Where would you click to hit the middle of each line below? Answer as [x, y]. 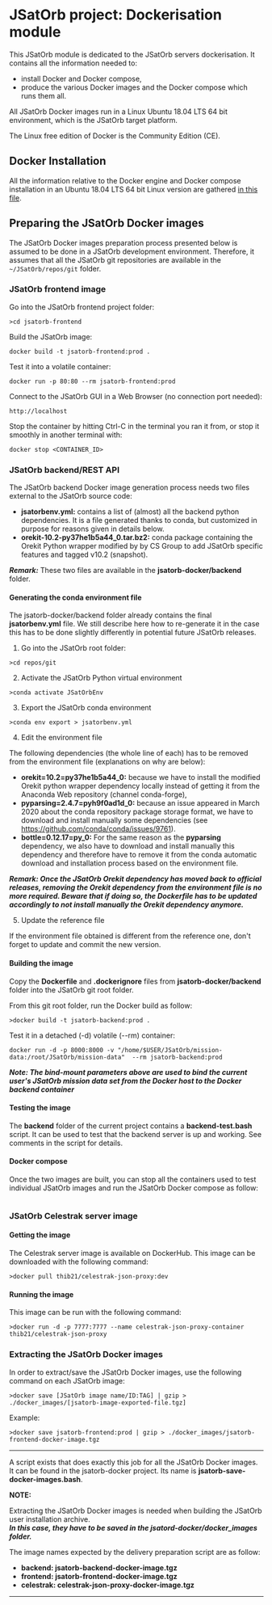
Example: [25, 1418]
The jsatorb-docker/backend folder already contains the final [111, 615]
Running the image [42, 1294]
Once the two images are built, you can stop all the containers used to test [133, 1179]
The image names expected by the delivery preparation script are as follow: [135, 1552]
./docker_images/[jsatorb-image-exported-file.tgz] [98, 1403]
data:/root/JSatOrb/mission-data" [67, 1057]
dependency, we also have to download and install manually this [128, 846]
